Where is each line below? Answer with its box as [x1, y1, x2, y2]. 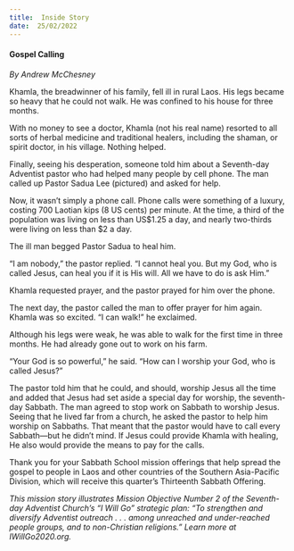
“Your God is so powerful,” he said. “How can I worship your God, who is [9, 355, 276, 366]
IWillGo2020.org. [9, 530, 72, 541]
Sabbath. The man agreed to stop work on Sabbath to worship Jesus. [25, 401, 280, 412]
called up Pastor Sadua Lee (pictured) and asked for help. [9, 178, 221, 188]
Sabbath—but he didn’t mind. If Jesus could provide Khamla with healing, [9, 430, 279, 440]
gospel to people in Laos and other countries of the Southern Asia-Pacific [9, 466, 280, 477]
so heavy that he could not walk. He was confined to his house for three [9, 96, 274, 106]
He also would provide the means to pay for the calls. [9, 439, 205, 450]
